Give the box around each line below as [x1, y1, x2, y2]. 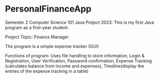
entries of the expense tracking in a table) [5, 68, 89, 74]
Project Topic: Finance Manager [5, 34, 69, 40]
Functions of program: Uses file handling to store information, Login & [5, 52, 145, 59]
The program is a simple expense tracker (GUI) [5, 43, 99, 49]
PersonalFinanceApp [5, 3, 91, 15]
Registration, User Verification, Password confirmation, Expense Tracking [5, 58, 152, 63]
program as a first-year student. [5, 24, 69, 30]
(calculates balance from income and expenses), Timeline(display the [5, 63, 144, 69]
